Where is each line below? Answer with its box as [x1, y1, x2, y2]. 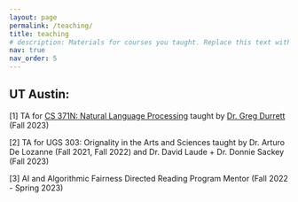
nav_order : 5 [9, 54, 58, 63]
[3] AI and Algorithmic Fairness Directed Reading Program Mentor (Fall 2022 [9, 173, 288, 183]
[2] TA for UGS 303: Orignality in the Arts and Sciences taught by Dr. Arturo [9, 136, 286, 147]
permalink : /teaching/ [9, 21, 93, 30]
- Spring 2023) [9, 183, 64, 193]
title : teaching [9, 29, 69, 38]
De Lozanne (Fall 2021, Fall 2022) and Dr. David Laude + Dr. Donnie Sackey [9, 146, 285, 157]
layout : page [9, 12, 58, 22]
